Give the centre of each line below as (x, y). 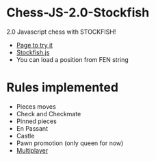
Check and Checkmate (49, 114)
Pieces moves (36, 106)
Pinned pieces (37, 121)
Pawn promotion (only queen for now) (70, 143)
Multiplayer (32, 150)
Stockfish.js (33, 52)
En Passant (32, 128)
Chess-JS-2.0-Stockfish (78, 13)
